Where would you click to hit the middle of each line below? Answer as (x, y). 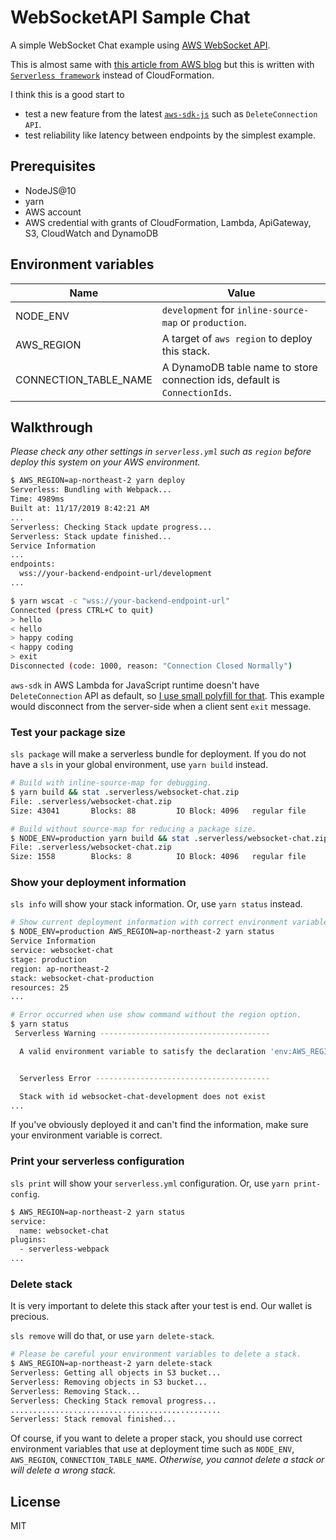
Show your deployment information (98, 883)
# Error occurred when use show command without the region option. (156, 1015)
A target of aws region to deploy (237, 338)
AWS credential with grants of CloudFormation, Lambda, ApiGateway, (168, 222)
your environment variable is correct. (86, 1135)
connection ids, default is (221, 379)
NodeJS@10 (50, 190)
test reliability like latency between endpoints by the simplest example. (170, 135)
